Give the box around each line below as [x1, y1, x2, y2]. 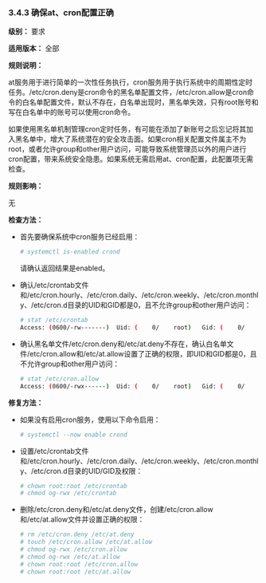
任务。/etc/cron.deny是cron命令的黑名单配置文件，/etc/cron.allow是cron [8, 88, 248, 97]
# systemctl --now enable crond [19, 431, 127, 439]
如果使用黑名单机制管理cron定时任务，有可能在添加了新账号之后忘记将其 [8, 124, 247, 134]
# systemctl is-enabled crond [19, 248, 121, 256]
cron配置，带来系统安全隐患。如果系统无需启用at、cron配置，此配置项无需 [8, 154, 253, 164]
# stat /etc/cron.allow [19, 375, 100, 383]
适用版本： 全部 [8, 44, 60, 53]
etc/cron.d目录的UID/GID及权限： [33, 466, 143, 475]
